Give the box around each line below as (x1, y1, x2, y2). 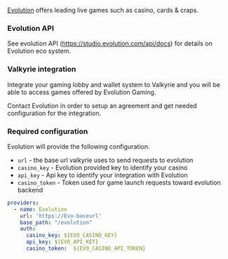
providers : (7, 199, 39, 206)
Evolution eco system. (7, 47, 72, 55)
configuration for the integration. (7, 109, 102, 117)
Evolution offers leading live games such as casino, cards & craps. (7, 6, 199, 14)
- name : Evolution (13, 206, 68, 213)
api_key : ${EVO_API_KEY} (25, 239, 99, 246)
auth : (20, 225, 36, 232)
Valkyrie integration (7, 65, 76, 74)
